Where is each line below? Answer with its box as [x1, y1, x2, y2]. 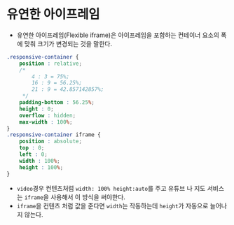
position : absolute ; [19, 138, 82, 145]
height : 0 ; [19, 106, 54, 112]
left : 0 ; [19, 151, 48, 158]
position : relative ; [19, 60, 82, 67]
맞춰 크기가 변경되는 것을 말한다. [24, 39, 113, 48]
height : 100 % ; [19, 164, 64, 171]
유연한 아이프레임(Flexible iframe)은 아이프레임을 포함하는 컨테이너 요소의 [16, 31, 220, 39]
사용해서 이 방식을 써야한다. [50, 193, 125, 201]
